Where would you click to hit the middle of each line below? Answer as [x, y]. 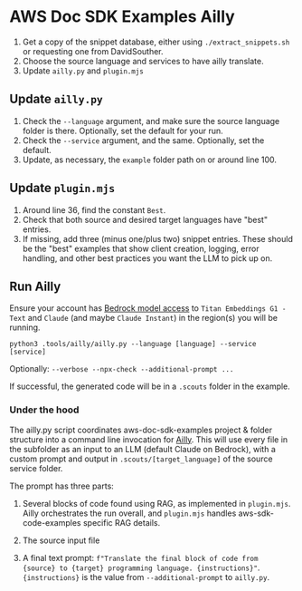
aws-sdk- [256, 513]
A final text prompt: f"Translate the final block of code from [140, 557]
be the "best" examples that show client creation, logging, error [141, 248]
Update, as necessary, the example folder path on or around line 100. [150, 160]
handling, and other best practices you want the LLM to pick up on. [147, 258]
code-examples [52, 522]
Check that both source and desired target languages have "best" [145, 219]
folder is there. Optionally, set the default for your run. [123, 131]
